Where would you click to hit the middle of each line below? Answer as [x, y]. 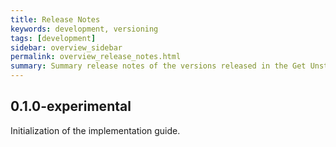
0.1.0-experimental [71, 106]
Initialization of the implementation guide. [95, 130]
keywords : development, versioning [84, 29]
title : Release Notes [55, 19]
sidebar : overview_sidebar [66, 47]
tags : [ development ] [53, 38]
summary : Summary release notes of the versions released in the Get [158, 66]
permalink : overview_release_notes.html [96, 57]
